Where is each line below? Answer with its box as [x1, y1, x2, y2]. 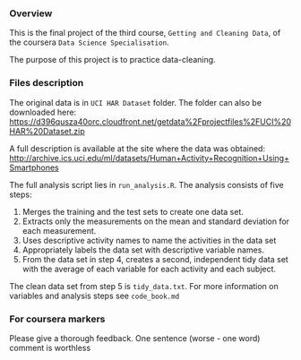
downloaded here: [9, 107, 77, 117]
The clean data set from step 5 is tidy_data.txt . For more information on [9, 280, 279, 291]
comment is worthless [9, 342, 91, 353]
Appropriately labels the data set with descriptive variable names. [21, 244, 264, 255]
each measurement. [21, 225, 97, 236]
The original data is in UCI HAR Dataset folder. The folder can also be [9, 97, 262, 107]
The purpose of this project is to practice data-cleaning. [9, 55, 217, 65]
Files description [9, 77, 84, 90]
